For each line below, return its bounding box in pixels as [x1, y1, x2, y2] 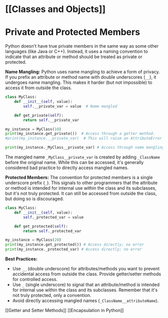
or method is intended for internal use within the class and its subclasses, [5, 185, 156, 191]
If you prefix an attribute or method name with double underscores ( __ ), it [5, 74, 156, 80]
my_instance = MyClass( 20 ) [5, 237, 61, 243]
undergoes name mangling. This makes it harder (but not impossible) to [5, 79, 152, 86]
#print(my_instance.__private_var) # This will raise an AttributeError [5, 136, 162, 141]
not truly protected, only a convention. [12, 292, 91, 298]
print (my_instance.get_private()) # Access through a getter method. [5, 131, 155, 136]
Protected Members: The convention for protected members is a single [5, 175, 153, 180]
